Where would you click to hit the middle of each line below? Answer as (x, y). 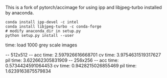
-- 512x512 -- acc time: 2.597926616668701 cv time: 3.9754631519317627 (83, 55)
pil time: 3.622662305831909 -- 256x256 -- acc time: (62, 60)
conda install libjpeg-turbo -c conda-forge (53, 27)
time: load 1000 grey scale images (41, 45)
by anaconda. (20, 13)
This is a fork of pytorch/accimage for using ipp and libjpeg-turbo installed (84, 7)
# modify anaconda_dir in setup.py (43, 31)
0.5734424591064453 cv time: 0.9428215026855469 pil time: (71, 66)
